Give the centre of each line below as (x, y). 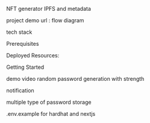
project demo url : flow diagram (45, 20)
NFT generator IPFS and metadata (49, 9)
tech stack (19, 32)
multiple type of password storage (49, 102)
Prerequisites (23, 44)
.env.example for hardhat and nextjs (51, 114)
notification (20, 90)
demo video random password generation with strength (75, 79)
